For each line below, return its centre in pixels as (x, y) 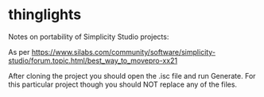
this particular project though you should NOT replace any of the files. (122, 84)
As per (19, 52)
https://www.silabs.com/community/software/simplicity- (124, 52)
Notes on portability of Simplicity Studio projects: (89, 37)
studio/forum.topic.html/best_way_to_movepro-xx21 (93, 60)
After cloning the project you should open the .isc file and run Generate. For (132, 76)
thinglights (45, 15)
